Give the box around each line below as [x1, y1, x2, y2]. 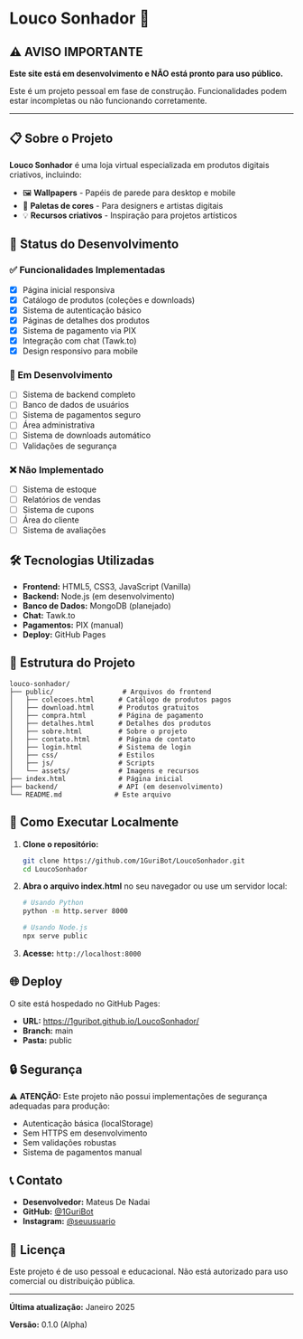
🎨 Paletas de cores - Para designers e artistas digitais [22, 200, 224, 211]
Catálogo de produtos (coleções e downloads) [22, 294, 196, 306]
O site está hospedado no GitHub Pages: [9, 998, 161, 1009]
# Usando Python [22, 899, 84, 908]
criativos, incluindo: [9, 169, 82, 180]
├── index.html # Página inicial [9, 774, 183, 783]
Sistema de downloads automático [22, 429, 151, 441]
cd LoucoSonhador [22, 864, 88, 873]
